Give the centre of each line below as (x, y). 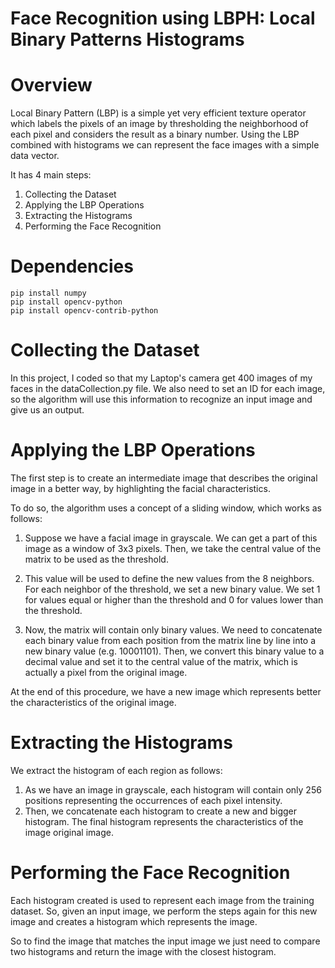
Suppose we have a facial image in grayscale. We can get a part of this (171, 538)
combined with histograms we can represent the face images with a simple (165, 145)
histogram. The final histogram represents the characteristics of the (164, 821)
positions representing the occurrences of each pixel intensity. (153, 800)
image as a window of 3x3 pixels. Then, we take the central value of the (173, 548)
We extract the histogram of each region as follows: (116, 770)
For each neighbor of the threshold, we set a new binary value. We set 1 (172, 589)
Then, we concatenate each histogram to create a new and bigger (161, 811)
